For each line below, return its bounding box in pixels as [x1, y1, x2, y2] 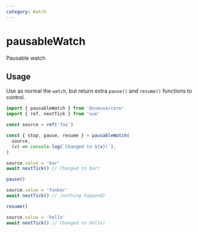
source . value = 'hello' [6, 214, 66, 220]
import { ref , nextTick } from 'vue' [6, 111, 100, 117]
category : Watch [6, 8, 47, 15]
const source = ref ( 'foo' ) [6, 122, 74, 128]
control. [6, 94, 26, 101]
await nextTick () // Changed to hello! [6, 219, 106, 226]
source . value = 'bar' [6, 160, 60, 166]
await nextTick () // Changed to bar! [6, 166, 100, 172]
